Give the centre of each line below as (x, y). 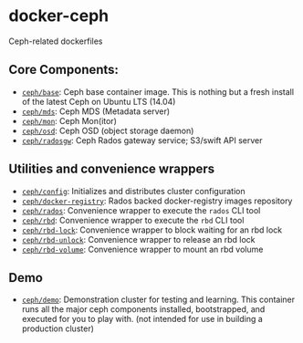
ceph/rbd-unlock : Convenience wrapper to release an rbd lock (139, 239)
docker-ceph (59, 16)
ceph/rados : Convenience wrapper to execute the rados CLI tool (141, 210)
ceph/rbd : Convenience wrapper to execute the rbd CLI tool (133, 220)
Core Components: (64, 70)
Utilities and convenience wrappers (112, 169)
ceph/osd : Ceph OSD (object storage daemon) (108, 130)
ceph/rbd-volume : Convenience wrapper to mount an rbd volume (142, 249)
